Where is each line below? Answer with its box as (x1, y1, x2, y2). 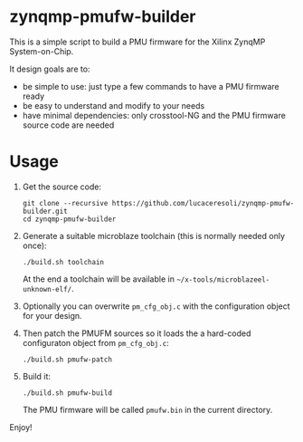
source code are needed (22, 120, 115, 130)
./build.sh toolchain (22, 257, 104, 266)
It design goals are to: (9, 63, 90, 74)
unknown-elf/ (22, 284, 72, 293)
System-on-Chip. (9, 45, 74, 56)
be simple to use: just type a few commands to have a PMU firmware (22, 81, 279, 91)
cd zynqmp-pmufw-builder (22, 215, 117, 224)
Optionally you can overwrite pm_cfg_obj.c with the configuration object (22, 301, 291, 312)
